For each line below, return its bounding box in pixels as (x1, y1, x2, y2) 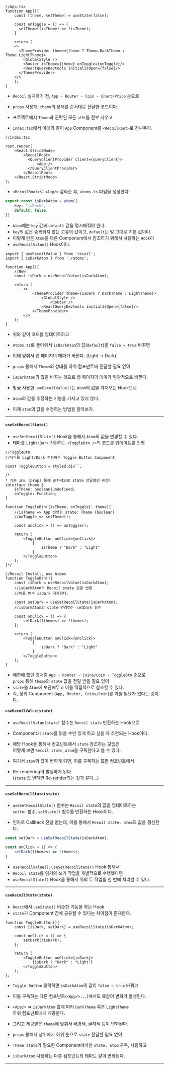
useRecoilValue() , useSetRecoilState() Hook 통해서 (12, 864, 120, 870)
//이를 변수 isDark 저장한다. (14, 591, 69, 596)
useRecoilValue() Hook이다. (12, 241, 70, 247)
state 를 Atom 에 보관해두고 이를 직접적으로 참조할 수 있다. (12, 684, 124, 690)
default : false (14, 208, 46, 213)
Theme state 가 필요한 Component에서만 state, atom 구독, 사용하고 (12, 1042, 147, 1048)
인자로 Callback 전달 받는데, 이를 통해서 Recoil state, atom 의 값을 (12, 819, 146, 826)
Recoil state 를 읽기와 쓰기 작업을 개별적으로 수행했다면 (12, 870, 123, 876)
